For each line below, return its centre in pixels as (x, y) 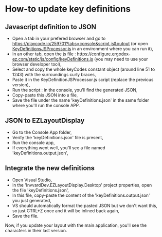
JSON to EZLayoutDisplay (45, 120)
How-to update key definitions (68, 9)
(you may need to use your (121, 59)
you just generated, (32, 200)
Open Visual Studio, (32, 180)
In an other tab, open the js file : (44, 54)
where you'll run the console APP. (46, 105)
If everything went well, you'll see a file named (59, 148)
